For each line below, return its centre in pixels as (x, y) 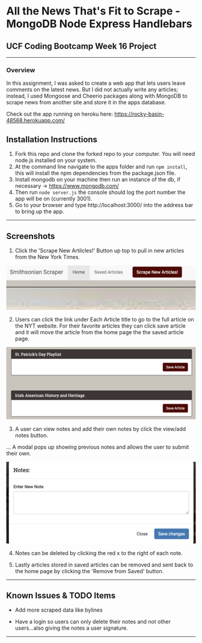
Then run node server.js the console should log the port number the (100, 192)
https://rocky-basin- (139, 114)
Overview (21, 70)
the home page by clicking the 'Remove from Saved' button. (89, 571)
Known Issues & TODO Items (61, 595)
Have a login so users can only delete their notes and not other (93, 622)
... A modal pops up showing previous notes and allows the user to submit (98, 447)
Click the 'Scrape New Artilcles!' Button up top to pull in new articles (99, 250)
